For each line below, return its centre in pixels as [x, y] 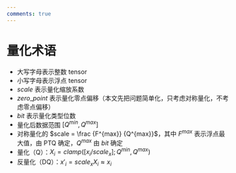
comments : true [29, 14]
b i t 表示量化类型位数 [46, 115]
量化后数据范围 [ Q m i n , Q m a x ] [58, 124]
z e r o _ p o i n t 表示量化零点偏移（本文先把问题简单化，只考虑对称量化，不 [120, 98]
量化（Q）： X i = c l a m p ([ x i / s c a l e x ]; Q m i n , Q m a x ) [84, 152]
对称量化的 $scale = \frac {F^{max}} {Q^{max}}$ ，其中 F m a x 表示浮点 [118, 133]
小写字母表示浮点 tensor [52, 80]
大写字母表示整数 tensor [52, 72]
